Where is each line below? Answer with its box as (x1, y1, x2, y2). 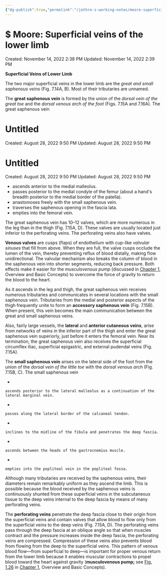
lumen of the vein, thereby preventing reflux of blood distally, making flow (5, 250, 157, 257)
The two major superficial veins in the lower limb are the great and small (5, 80, 154, 86)
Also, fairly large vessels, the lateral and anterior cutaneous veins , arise (5, 322, 154, 329)
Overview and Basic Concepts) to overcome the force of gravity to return (5, 272, 155, 278)
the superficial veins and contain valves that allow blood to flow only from (5, 517, 156, 523)
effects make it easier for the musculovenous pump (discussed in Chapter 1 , (5, 266, 161, 272)
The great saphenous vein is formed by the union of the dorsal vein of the (5, 95, 158, 101)
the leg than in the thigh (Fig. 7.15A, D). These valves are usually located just (5, 225, 161, 231)
